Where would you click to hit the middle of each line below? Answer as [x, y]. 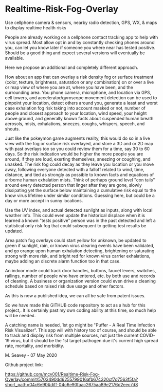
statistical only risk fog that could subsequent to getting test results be [76, 225]
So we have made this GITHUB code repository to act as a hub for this [75, 305]
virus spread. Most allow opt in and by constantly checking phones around [80, 42]
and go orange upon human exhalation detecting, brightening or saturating [80, 251]
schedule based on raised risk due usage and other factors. [65, 286]
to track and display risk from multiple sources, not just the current [72, 335]
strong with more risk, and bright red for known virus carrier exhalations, [78, 256]
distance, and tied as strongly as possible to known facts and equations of [80, 174]
